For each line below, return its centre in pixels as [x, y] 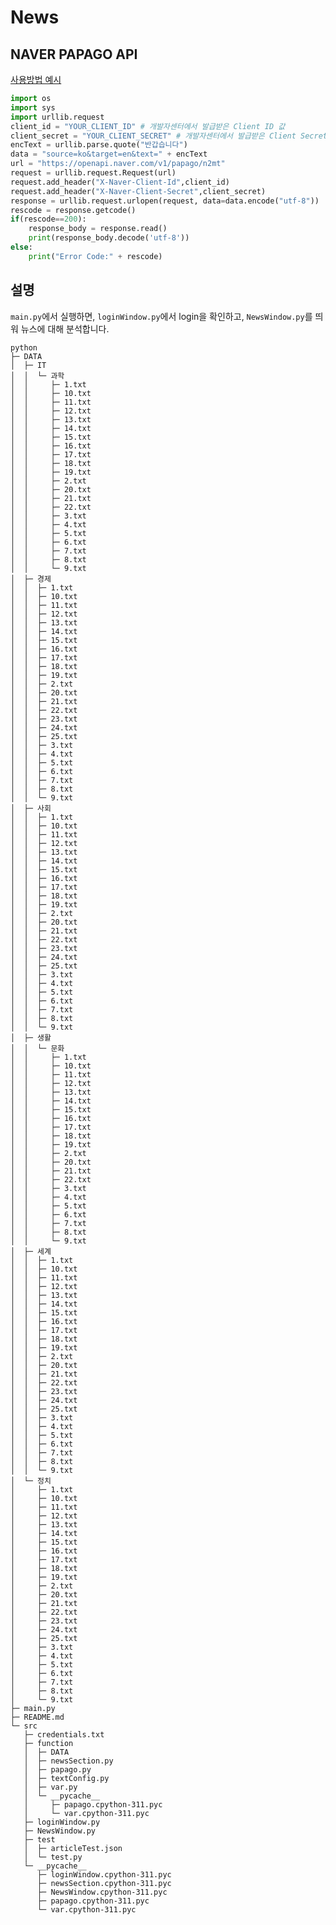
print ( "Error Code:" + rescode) [95, 256]
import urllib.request [57, 117]
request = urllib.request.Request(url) [93, 173]
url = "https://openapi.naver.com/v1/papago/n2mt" [118, 164]
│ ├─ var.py [50, 1787]
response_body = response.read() [98, 229]
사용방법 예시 [36, 79]
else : [21, 247]
